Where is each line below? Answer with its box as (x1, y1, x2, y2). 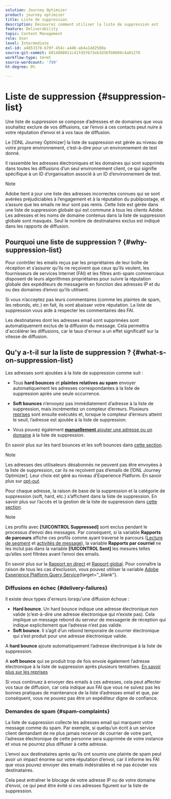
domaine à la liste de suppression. (12, 432, 85, 438)
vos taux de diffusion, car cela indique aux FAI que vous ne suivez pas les (5, 684, 161, 690)
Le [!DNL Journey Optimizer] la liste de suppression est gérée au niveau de (5, 139, 163, 145)
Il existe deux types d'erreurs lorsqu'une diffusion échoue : (5, 595, 130, 602)
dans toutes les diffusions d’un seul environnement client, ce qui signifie (5, 165, 157, 171)
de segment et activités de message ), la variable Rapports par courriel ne (5, 540, 161, 546)
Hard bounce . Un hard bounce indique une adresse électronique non (12, 606, 158, 612)
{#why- (123, 238, 148, 246)
